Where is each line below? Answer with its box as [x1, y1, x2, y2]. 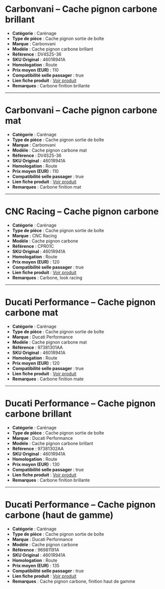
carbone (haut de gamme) [5, 510, 114, 520]
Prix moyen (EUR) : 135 [12, 562, 60, 568]
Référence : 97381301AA [12, 344, 63, 350]
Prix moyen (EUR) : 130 [12, 461, 60, 467]
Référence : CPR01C [12, 243, 54, 249]
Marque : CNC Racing [12, 233, 57, 238]
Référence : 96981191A [12, 547, 59, 552]
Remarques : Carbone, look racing [12, 275, 82, 280]
